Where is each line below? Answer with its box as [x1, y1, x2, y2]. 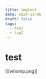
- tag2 [9, 30, 23, 35]
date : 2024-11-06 [5, 12, 41, 17]
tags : [5, 21, 16, 26]
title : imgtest [5, 7, 37, 12]
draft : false [5, 16, 32, 21]
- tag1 [9, 26, 23, 31]
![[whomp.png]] [5, 68, 37, 74]
